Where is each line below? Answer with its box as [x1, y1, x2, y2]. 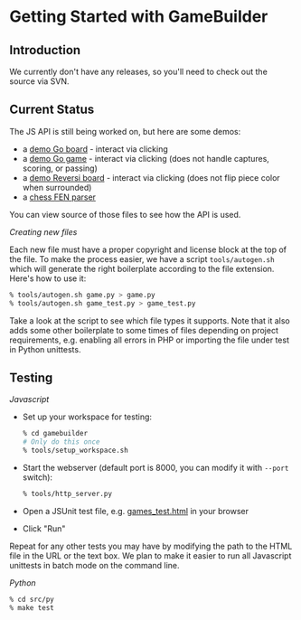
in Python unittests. [9, 343, 81, 354]
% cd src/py [9, 595, 54, 604]
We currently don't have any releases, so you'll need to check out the [9, 66, 268, 77]
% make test [9, 603, 54, 612]
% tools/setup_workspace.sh [22, 446, 128, 456]
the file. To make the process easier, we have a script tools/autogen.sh [9, 253, 275, 264]
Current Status [9, 102, 95, 117]
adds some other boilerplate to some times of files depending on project [9, 324, 278, 335]
